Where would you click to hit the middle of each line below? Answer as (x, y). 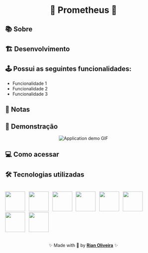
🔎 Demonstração (32, 126)
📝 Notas (18, 109)
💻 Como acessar (32, 155)
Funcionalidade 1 (30, 83)
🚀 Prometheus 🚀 (83, 10)
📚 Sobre (19, 29)
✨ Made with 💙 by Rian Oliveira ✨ (83, 246)
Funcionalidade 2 (30, 88)
